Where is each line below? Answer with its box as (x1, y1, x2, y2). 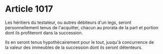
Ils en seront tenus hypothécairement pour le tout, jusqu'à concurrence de (5, 39, 154, 45)
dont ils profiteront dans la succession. (5, 30, 83, 36)
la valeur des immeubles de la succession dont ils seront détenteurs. (5, 44, 143, 50)
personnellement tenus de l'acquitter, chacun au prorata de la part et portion (5, 24, 159, 30)
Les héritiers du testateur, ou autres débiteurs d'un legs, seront (5, 19, 131, 25)
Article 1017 (5, 3, 54, 15)
